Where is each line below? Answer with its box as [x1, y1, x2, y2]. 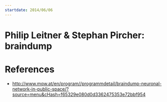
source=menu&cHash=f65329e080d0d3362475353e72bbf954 [12, 91, 146, 97]
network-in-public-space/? [12, 86, 69, 92]
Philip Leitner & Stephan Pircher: [5, 29, 145, 41]
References [5, 64, 54, 75]
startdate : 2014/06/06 [5, 7, 53, 13]
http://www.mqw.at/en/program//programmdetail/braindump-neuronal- [12, 80, 162, 87]
